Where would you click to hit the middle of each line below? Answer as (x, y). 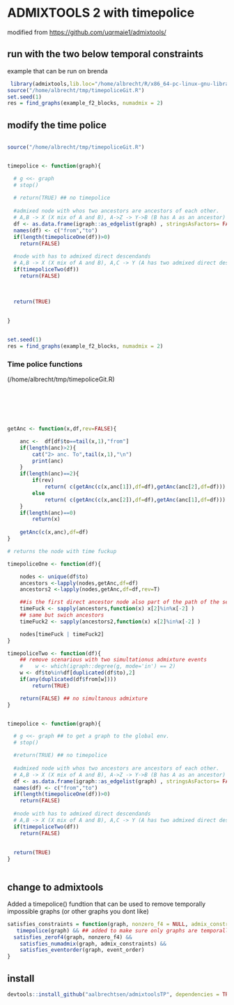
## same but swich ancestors (62, 615)
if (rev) (43, 481)
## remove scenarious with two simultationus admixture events (114, 660)
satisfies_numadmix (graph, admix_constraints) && (93, 944)
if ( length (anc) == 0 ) (48, 513)
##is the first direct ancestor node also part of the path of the (119, 602)
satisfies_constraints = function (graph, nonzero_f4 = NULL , (98, 924)
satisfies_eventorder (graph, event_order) (82, 950)
